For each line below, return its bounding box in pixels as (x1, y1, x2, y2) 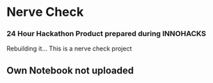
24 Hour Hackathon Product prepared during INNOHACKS (6, 29, 207, 39)
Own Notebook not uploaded (6, 64, 134, 76)
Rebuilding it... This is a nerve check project (6, 44, 132, 53)
